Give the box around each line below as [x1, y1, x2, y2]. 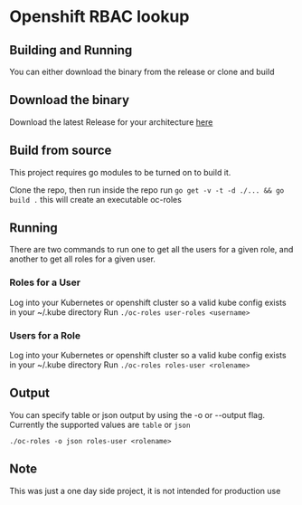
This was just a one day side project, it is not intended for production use [9, 485, 281, 496]
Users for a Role [9, 329, 81, 341]
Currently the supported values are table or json [9, 419, 191, 430]
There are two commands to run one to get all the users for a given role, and [9, 244, 294, 255]
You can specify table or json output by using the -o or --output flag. [9, 409, 265, 420]
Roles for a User [9, 276, 81, 289]
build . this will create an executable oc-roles [9, 194, 183, 205]
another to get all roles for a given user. [9, 253, 156, 264]
